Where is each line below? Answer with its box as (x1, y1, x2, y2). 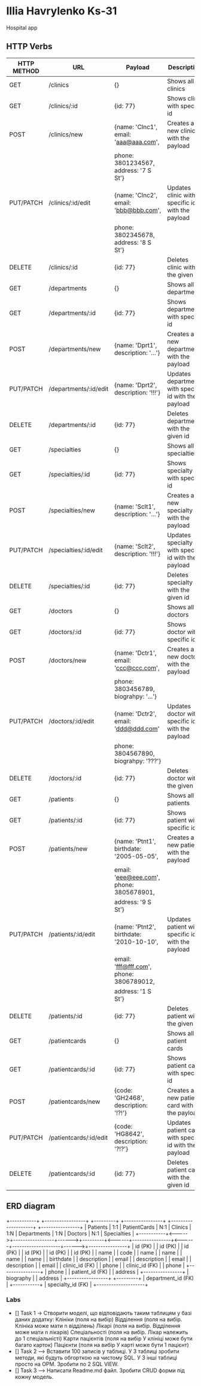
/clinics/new (48, 130, 83, 139)
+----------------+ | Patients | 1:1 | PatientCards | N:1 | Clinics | (38, 1223, 191, 1231)
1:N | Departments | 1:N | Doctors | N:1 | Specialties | (6, 1229, 135, 1237)
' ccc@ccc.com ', (114, 663, 160, 672)
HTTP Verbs (6, 41, 53, 52)
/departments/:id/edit (48, 384, 109, 393)
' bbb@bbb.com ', (114, 206, 162, 214)
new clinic (167, 126, 196, 134)
